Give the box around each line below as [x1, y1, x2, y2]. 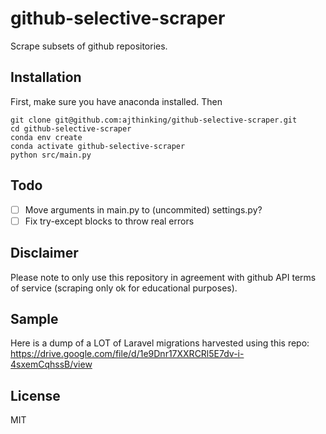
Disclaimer [10, 245, 79, 262]
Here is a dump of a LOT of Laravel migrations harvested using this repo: [10, 337, 310, 349]
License [10, 387, 61, 404]
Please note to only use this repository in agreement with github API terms [10, 271, 317, 283]
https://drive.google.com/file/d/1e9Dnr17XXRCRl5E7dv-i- [10, 348, 245, 360]
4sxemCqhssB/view [10, 358, 93, 371]
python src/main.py [10, 150, 92, 160]
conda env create [10, 132, 83, 142]
